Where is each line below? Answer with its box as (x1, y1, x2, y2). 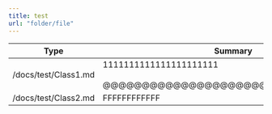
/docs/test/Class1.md (12, 69, 96, 80)
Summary (214, 45, 253, 57)
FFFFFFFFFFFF (102, 92, 160, 103)
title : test (8, 11, 49, 20)
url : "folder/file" (8, 19, 74, 27)
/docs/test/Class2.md (12, 92, 96, 103)
